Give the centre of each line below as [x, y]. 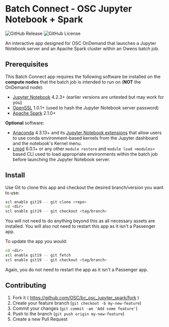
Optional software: [25, 123]
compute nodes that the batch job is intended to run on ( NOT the [73, 82]
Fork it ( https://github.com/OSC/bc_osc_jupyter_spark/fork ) [76, 297]
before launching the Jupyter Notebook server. [61, 159]
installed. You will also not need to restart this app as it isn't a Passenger [80, 226]
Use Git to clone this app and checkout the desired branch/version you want [84, 187]
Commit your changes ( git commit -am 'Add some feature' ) [75, 308]
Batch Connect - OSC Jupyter [69, 9]
